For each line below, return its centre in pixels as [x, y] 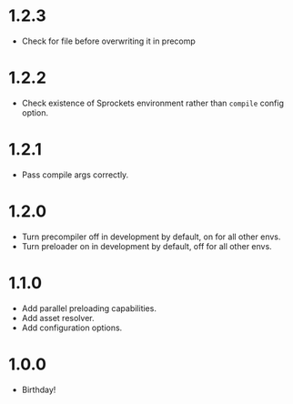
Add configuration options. [72, 328]
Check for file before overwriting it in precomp [109, 41]
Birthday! [39, 389]
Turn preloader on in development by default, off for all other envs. [146, 246]
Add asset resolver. [58, 318]
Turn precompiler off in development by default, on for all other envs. [151, 237]
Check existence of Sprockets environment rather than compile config [152, 103]
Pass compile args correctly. [75, 175]
